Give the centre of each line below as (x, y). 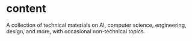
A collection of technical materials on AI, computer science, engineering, (96, 25)
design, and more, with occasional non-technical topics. (76, 31)
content (26, 9)
